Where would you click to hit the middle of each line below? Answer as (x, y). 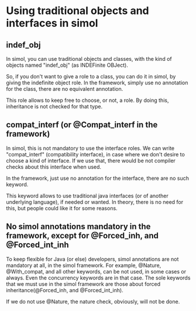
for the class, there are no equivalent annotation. (65, 89)
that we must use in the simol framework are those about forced (83, 284)
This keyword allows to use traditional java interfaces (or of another (87, 196)
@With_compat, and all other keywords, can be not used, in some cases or (96, 271)
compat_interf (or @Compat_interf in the (82, 125)
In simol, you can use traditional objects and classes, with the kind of (89, 59)
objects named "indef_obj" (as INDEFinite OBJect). (67, 65)
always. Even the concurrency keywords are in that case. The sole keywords (98, 278)
